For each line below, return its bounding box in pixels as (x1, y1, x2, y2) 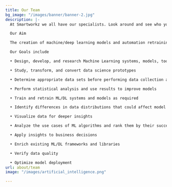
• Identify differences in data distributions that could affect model (10, 105, 166, 110)
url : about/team (5, 165, 40, 170)
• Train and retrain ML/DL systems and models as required (10, 96, 139, 101)
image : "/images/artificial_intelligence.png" (5, 170, 106, 175)
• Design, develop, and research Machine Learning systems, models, (10, 59, 159, 64)
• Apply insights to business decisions (10, 132, 97, 137)
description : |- (5, 17, 40, 22)
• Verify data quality (10, 151, 58, 156)
